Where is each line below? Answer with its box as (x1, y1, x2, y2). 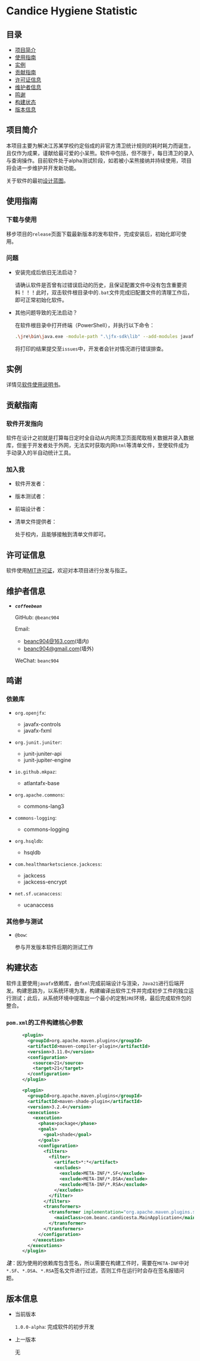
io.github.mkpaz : (14, 768, 57, 775)
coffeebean (14, 603, 42, 609)
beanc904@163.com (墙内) (23, 638, 89, 645)
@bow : (14, 931, 28, 938)
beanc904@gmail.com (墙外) (23, 645, 94, 652)
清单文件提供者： (14, 518, 57, 525)
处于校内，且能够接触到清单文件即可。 (14, 531, 109, 538)
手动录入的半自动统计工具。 (6, 449, 74, 457)
